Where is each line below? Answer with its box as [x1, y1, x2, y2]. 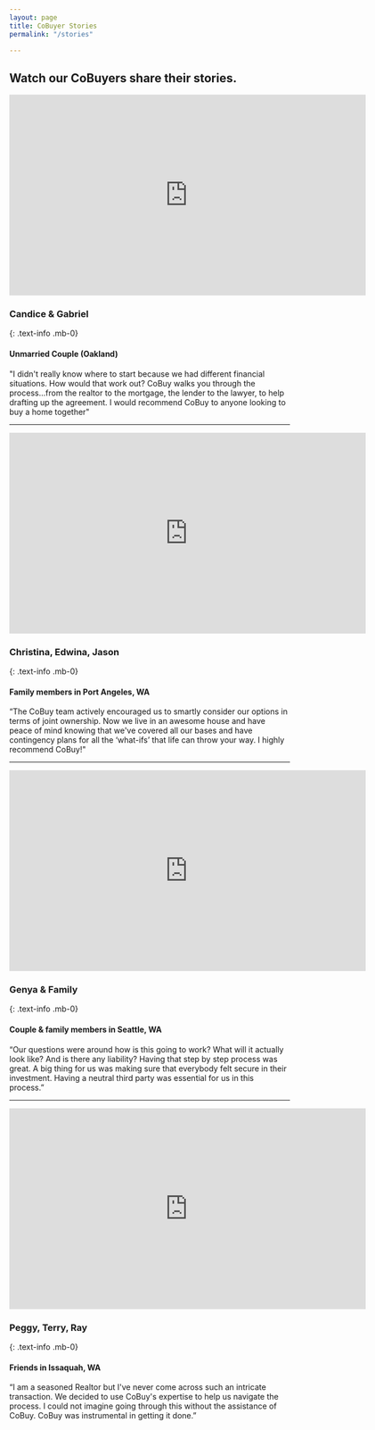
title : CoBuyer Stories [9, 21, 98, 30]
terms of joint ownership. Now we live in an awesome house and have [9, 716, 265, 727]
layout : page [9, 12, 58, 22]
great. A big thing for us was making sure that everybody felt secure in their [9, 1063, 287, 1074]
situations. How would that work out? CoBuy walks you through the [9, 378, 256, 388]
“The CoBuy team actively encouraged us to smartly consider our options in [9, 706, 288, 717]
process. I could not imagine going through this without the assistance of [9, 1401, 278, 1411]
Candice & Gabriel [9, 308, 89, 320]
